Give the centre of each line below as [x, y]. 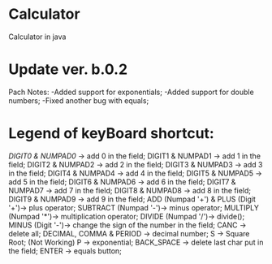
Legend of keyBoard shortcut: [112, 134]
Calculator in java [37, 37]
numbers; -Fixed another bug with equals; [79, 100]
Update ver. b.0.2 [68, 69]
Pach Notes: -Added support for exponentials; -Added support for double [131, 92]
